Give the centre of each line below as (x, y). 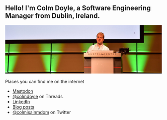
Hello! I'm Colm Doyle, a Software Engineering (78, 8)
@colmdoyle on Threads (38, 97)
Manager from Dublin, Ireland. (53, 16)
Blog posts (23, 107)
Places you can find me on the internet (45, 82)
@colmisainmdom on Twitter (42, 112)
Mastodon (23, 91)
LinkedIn (21, 102)
